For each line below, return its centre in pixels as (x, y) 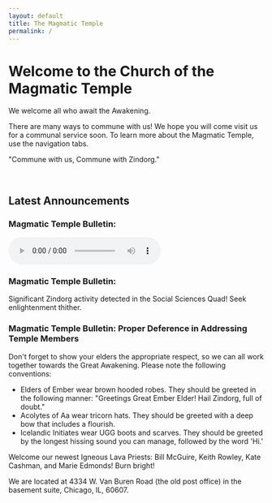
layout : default (36, 16)
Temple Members (44, 339)
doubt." (32, 406)
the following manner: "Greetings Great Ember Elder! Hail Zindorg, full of (141, 398)
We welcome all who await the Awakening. (80, 111)
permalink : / (30, 31)
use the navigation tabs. (49, 144)
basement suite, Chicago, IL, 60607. (69, 490)
